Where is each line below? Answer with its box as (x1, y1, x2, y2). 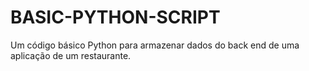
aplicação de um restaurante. (10, 49, 132, 61)
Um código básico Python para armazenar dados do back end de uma (10, 39, 300, 51)
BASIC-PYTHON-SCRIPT (10, 6, 221, 29)
